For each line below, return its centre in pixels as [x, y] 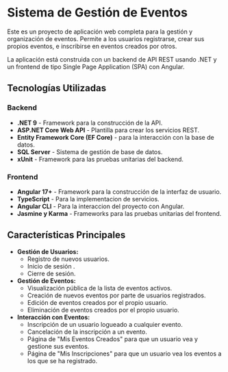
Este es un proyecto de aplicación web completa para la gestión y [100, 32]
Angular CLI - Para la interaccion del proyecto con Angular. [101, 206]
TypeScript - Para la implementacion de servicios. [88, 199]
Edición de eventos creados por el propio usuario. [98, 302]
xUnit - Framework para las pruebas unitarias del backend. [100, 159]
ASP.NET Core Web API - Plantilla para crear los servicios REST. [108, 130]
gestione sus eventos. [58, 346]
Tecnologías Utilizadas [57, 88]
